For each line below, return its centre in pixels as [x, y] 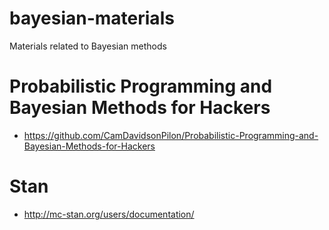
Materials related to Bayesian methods [88, 46]
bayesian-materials [92, 18]
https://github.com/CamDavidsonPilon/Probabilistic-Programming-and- [171, 135]
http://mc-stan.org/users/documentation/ [109, 214]
